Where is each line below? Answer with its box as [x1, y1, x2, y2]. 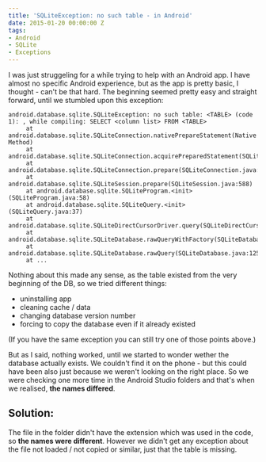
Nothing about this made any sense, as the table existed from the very [8, 270, 237, 280]
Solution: [8, 407, 54, 420]
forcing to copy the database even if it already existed [19, 319, 196, 329]
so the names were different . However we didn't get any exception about [8, 436, 249, 445]
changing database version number [19, 311, 136, 320]
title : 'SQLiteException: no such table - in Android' [8, 11, 193, 20]
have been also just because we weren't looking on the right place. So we [8, 367, 249, 376]
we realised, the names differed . [8, 384, 116, 393]
